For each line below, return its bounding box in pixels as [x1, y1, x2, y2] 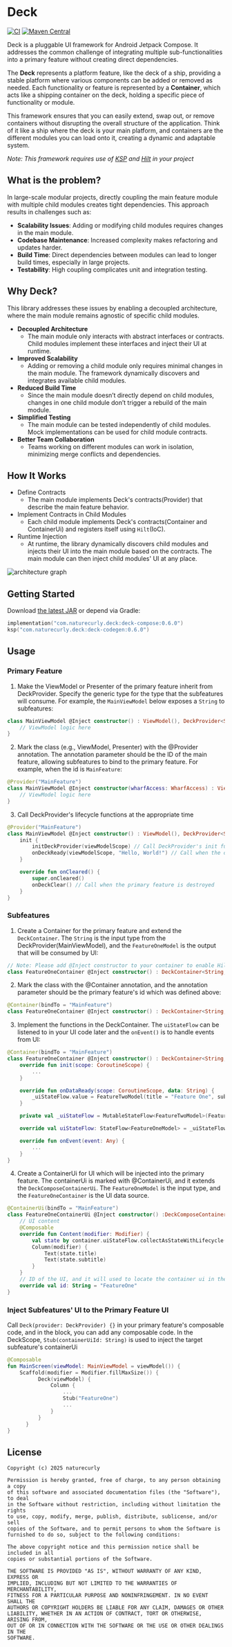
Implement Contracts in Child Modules [17, 510, 126, 518]
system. [7, 141, 30, 149]
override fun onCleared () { [19, 869, 100, 875]
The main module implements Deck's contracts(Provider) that [27, 496, 203, 504]
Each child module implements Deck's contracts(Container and [27, 518, 207, 526]
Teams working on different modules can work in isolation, [27, 442, 195, 451]
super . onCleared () [32, 875, 85, 882]
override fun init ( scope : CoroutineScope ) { [19, 1061, 150, 1068]
